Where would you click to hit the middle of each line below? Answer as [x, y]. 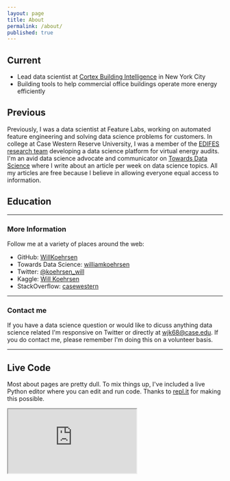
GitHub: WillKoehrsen [47, 257]
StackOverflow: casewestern [58, 286]
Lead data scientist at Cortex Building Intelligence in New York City [111, 77]
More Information [37, 229]
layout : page [26, 13]
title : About [26, 20]
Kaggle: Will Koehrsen [48, 278]
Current [24, 60]
